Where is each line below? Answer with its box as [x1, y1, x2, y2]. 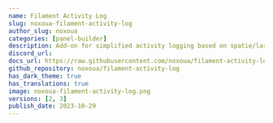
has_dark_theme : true [8, 72, 82, 80]
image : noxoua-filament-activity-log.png [8, 87, 151, 95]
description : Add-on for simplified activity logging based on [8, 42, 227, 50]
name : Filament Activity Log [8, 11, 107, 20]
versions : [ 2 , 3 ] [8, 95, 67, 103]
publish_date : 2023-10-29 [8, 102, 96, 110]
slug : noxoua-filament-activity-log [8, 19, 132, 28]
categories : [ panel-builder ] [8, 34, 107, 43]
